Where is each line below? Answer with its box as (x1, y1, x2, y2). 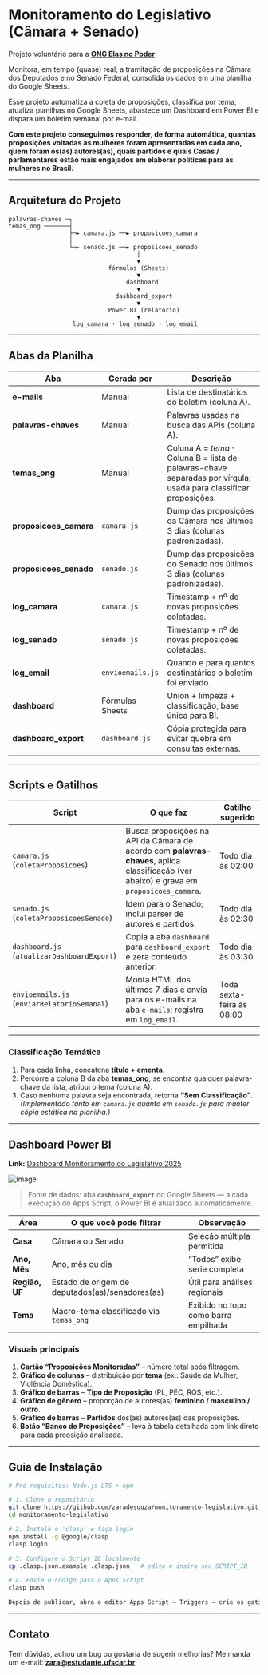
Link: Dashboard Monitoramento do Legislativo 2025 (8, 1159, 182, 1169)
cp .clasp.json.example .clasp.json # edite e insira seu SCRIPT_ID (8, 1562, 248, 1570)
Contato (8, 1628, 49, 1641)
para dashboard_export (125, 941, 211, 952)
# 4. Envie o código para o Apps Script (8, 1576, 145, 1585)
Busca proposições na (125, 825, 210, 836)
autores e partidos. (125, 919, 197, 930)
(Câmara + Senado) (8, 22, 140, 41)
